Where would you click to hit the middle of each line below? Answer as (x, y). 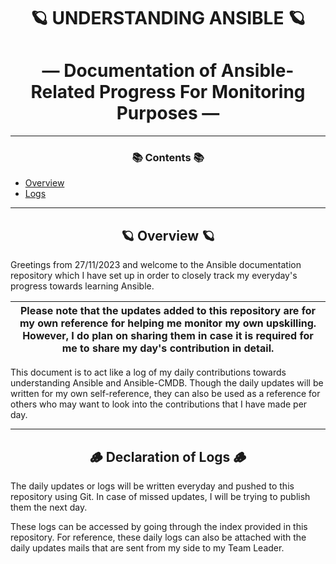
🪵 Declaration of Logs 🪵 (168, 456)
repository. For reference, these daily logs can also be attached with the (158, 537)
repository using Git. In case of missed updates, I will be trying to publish (160, 497)
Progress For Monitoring (202, 92)
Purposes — (168, 113)
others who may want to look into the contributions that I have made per (159, 404)
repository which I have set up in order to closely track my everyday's (154, 276)
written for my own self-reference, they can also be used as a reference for (165, 394)
